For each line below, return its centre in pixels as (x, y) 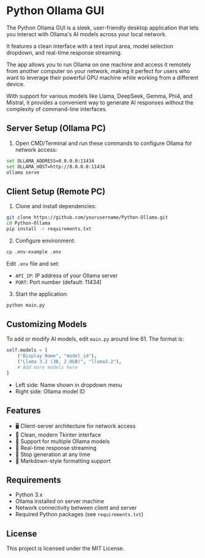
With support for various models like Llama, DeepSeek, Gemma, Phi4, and (99, 96)
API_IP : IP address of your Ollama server (66, 275)
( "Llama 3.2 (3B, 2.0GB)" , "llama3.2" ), (69, 362)
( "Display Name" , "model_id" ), (57, 356)
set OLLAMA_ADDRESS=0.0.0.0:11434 (50, 161)
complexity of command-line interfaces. (57, 109)
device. (16, 84)
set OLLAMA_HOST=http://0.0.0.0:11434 (56, 166)
